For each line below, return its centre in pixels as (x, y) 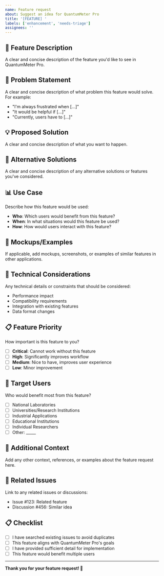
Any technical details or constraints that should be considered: (68, 286)
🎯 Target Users (28, 383)
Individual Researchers (35, 427)
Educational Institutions (36, 421)
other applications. (24, 259)
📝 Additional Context (37, 448)
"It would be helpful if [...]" (39, 112)
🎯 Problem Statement (38, 80)
